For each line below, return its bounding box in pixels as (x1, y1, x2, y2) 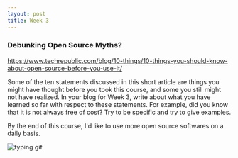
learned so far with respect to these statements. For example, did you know (7, 100, 229, 108)
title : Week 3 (7, 17, 50, 24)
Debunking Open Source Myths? (7, 40, 122, 50)
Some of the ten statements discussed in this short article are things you (7, 77, 220, 86)
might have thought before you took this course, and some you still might (7, 85, 222, 94)
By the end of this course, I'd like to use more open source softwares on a (7, 121, 224, 130)
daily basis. (7, 129, 40, 137)
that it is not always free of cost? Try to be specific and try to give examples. (7, 108, 232, 116)
